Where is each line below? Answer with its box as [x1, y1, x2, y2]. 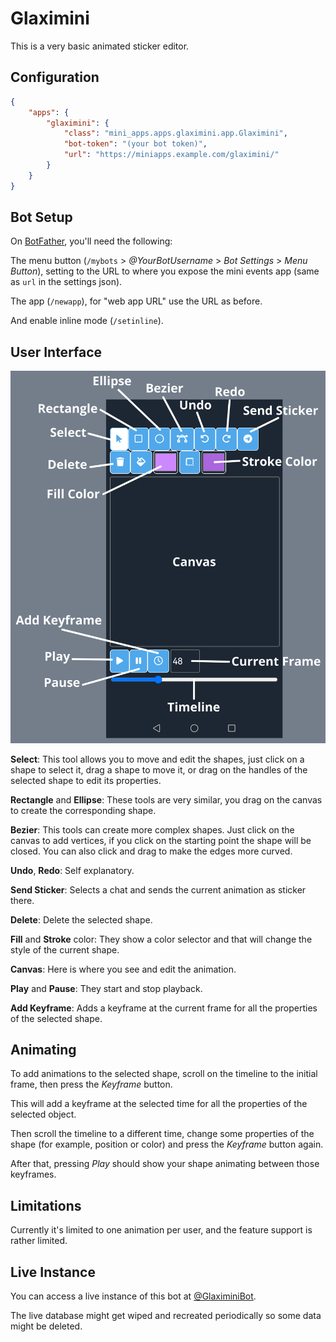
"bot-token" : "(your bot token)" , [63, 139, 208, 149]
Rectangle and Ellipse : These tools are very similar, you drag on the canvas [10, 793, 323, 806]
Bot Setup [10, 209, 73, 226]
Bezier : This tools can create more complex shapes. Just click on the [10, 823, 295, 836]
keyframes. [10, 1168, 57, 1181]
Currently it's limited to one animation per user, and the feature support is [10, 1224, 313, 1236]
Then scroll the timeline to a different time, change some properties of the [10, 1128, 315, 1140]
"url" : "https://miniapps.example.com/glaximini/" [63, 150, 280, 160]
